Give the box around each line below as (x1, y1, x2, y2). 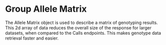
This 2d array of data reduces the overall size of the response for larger (5, 24, 152, 30)
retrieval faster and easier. (5, 35, 59, 41)
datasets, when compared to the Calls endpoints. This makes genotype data (5, 30, 162, 36)
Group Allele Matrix (5, 3, 87, 15)
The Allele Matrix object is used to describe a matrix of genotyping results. (5, 20, 158, 25)
